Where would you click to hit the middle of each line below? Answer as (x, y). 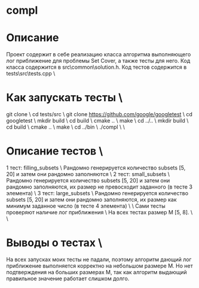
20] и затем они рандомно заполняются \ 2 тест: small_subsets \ (88, 174)
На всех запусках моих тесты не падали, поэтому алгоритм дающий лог (99, 259)
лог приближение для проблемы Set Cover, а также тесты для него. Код (98, 61)
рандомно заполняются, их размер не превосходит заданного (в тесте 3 (99, 187)
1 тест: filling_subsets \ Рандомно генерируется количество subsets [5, (96, 168)
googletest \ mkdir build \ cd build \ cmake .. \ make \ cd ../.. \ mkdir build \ (97, 121)
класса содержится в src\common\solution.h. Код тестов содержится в (97, 67)
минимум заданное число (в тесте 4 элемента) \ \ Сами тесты (86, 206)
